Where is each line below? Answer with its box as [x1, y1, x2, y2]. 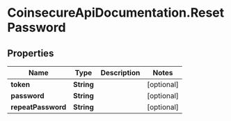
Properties [7, 47, 54, 59]
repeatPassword [10, 102, 67, 112]
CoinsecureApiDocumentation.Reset [7, 5, 225, 21]
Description [100, 68, 141, 77]
